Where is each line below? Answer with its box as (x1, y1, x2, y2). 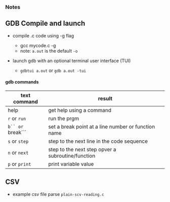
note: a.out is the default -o (20, 48, 78, 54)
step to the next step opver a (48, 146, 116, 153)
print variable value (48, 160, 94, 168)
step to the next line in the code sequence (48, 138, 148, 145)
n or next (8, 149, 29, 156)
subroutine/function (48, 152, 96, 159)
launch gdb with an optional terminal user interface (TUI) (12, 57, 131, 64)
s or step (8, 138, 29, 145)
